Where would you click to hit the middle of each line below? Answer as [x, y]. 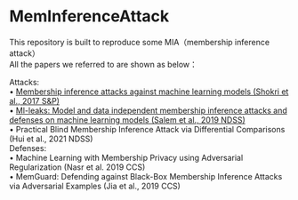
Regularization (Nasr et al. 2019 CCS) [77, 167]
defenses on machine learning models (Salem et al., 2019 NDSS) [128, 120]
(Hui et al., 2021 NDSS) [51, 139]
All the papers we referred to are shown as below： [104, 64]
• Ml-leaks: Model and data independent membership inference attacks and [148, 110]
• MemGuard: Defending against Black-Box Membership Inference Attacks [146, 176]
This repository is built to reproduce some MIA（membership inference [139, 42]
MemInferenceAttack [89, 16]
